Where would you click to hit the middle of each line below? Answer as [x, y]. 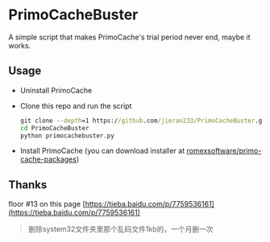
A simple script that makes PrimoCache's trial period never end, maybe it [130, 37]
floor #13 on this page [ [47, 204]
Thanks [28, 185]
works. [20, 45]
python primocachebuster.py [67, 135]
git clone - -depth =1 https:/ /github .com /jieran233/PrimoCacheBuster [137, 121]
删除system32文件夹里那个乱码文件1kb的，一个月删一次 [120, 229]
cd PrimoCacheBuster [54, 128]
